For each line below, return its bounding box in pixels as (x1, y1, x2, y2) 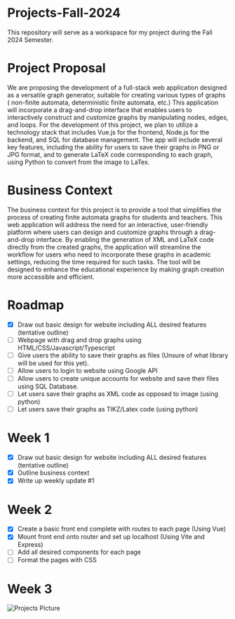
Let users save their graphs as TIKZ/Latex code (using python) (17, 405, 199, 414)
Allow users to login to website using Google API (17, 366, 158, 374)
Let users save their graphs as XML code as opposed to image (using (17, 390, 219, 398)
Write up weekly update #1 (17, 477, 95, 485)
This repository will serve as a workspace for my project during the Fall (7, 28, 213, 36)
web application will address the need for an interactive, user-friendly (7, 220, 208, 229)
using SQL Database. (17, 382, 79, 390)
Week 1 (7, 430, 50, 446)
